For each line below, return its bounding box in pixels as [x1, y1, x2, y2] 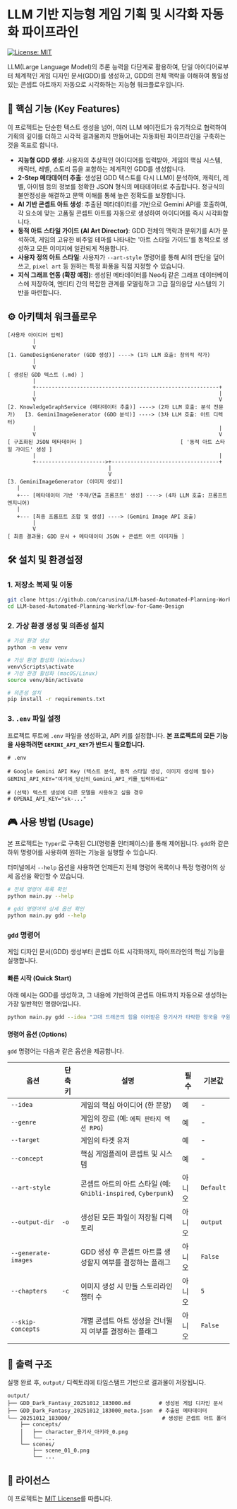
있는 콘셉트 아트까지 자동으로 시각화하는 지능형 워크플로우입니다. [7, 80, 185, 88]
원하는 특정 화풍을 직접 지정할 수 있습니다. [70, 262, 186, 270]
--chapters [11, 1287, 47, 1296]
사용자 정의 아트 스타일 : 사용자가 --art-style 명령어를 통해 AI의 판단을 [17, 252, 212, 262]
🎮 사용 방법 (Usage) [7, 816, 95, 828]
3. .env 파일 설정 [7, 714, 61, 724]
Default [200, 1184, 226, 1192]
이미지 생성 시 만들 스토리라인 [80, 1281, 173, 1291]
